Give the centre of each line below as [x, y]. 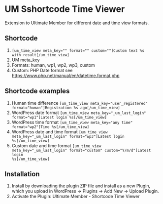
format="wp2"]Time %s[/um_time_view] [50, 127]
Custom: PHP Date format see [42, 70]
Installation [22, 174]
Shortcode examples [37, 91]
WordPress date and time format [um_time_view [60, 131]
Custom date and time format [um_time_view [56, 145]
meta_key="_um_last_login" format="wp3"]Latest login [68, 136]
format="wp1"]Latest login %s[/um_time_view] [59, 117]
